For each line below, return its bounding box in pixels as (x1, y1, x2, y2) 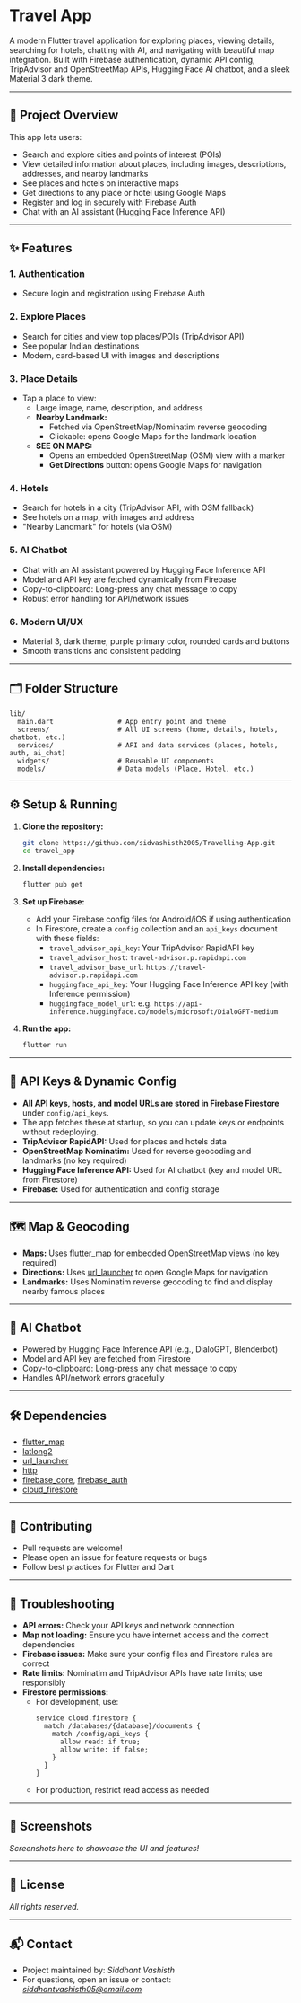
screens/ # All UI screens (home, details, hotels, (17, 725, 279, 734)
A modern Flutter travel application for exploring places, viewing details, (9, 35, 275, 46)
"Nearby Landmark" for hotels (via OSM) (21, 522, 173, 533)
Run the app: (21, 1023, 72, 1034)
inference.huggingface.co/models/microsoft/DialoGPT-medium (48, 1008, 279, 1017)
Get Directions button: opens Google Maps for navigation (48, 460, 262, 471)
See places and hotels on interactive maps (21, 177, 179, 189)
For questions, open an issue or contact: (21, 1974, 172, 1985)
